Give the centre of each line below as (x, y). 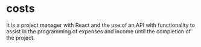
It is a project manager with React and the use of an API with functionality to (101, 25)
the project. (21, 37)
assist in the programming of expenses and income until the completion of (99, 31)
